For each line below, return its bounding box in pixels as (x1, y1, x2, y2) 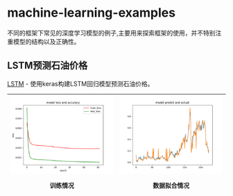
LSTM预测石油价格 (7, 60, 88, 72)
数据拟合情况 (153, 181, 189, 189)
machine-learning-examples (7, 5, 175, 21)
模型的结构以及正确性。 (12, 37, 80, 46)
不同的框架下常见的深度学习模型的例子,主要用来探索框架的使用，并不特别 (7, 28, 216, 37)
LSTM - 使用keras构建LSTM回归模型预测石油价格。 (7, 79, 154, 88)
